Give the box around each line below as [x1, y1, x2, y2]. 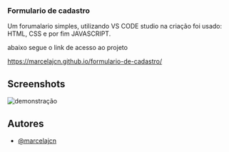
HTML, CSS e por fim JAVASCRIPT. [7, 29, 111, 38]
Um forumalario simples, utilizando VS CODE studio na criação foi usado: [7, 22, 223, 31]
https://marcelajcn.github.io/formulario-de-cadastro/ [7, 57, 163, 66]
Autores [7, 117, 44, 130]
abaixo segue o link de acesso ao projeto [7, 44, 128, 52]
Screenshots [7, 78, 66, 90]
